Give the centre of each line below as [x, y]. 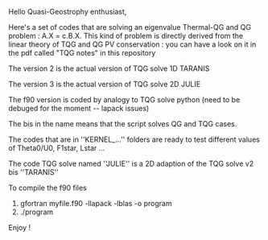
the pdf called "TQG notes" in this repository [82, 53]
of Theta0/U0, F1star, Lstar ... [57, 148]
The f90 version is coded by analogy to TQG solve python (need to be [124, 99]
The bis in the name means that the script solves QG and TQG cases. [123, 124]
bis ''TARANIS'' [33, 172]
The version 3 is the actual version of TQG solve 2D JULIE [105, 84]
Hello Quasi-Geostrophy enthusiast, [68, 12]
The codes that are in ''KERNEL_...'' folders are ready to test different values [134, 139]
